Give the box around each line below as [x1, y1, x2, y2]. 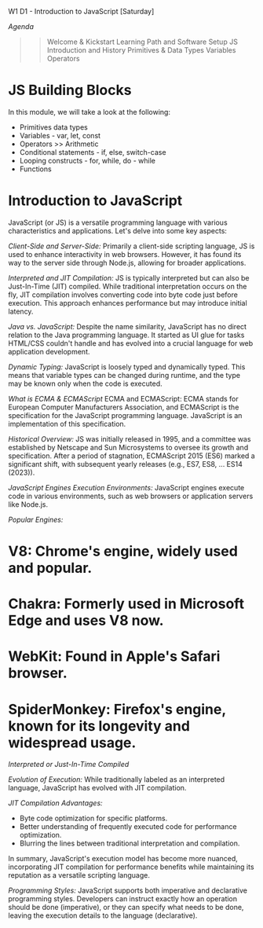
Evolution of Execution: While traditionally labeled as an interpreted [8, 775, 225, 784]
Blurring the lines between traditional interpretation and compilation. [19, 838, 240, 848]
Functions [19, 164, 53, 174]
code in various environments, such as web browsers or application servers [8, 491, 254, 501]
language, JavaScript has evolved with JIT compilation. [8, 783, 187, 793]
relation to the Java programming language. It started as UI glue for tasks [8, 330, 245, 339]
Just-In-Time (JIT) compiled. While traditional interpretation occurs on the [8, 281, 247, 291]
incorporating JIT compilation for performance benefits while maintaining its [8, 862, 254, 871]
